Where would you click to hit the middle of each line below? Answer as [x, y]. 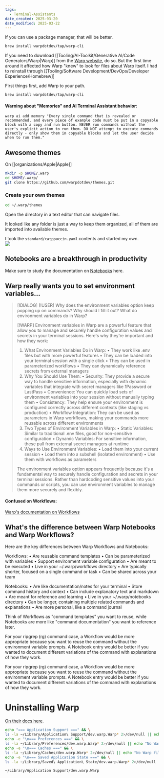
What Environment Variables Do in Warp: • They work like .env [87, 350]
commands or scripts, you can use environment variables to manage [86, 484]
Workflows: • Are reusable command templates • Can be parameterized [78, 556]
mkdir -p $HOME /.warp [27, 173]
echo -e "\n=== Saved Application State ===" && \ [58, 757]
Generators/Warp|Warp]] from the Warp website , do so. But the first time [78, 61]
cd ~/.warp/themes [24, 205]
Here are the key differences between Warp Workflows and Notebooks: [77, 547]
